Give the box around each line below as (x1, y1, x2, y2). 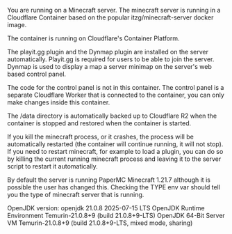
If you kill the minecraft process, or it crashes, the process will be (7, 132, 194, 141)
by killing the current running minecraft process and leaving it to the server (7, 155, 222, 163)
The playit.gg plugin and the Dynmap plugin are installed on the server (7, 48, 208, 56)
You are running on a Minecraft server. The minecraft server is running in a (7, 6, 221, 14)
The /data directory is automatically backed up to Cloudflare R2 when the (7, 111, 217, 120)
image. (7, 21, 27, 29)
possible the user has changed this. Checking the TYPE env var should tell (7, 183, 221, 191)
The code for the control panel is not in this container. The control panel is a (7, 84, 224, 91)
